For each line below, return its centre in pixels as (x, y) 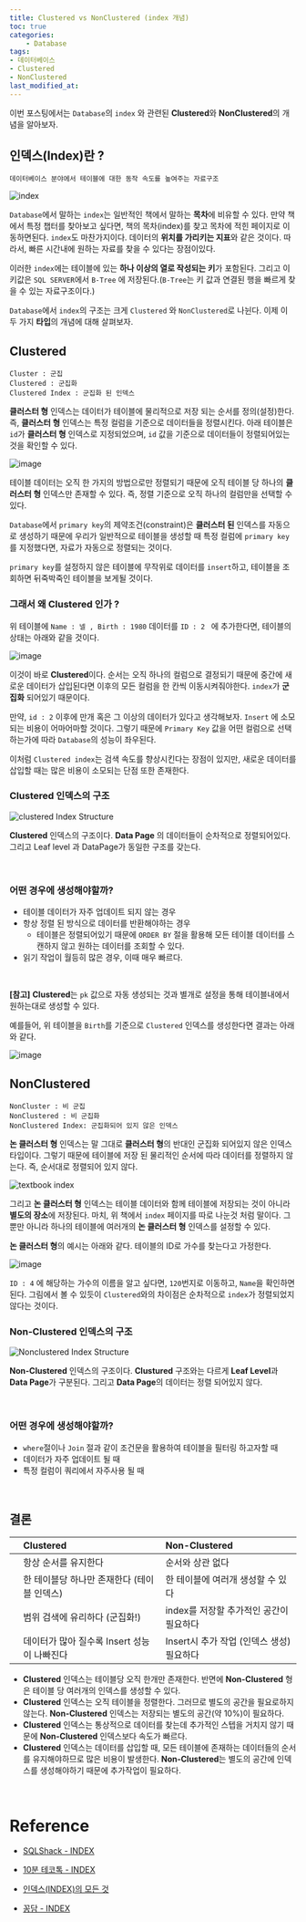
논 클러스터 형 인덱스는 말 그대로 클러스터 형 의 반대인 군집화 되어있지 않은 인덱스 (151, 1143)
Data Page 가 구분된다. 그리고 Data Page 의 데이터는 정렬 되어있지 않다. (136, 1382)
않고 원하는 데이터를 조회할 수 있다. (122, 946)
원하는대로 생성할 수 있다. (55, 1006)
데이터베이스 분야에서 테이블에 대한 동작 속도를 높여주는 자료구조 (114, 179)
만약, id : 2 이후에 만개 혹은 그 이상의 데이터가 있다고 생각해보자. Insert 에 (144, 716)
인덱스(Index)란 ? (57, 156)
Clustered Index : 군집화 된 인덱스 (72, 393)
